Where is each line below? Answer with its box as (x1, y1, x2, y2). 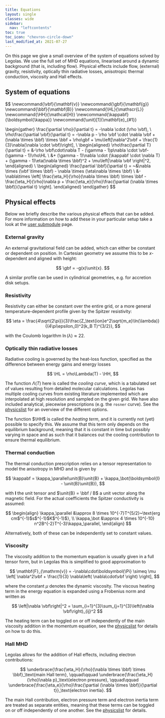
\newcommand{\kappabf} (76, 111, 129, 117)
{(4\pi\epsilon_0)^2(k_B (45, 323, 93, 329)
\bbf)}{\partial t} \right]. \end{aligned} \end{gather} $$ (5, 184, 116, 189)
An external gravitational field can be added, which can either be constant (5, 245, 155, 251)
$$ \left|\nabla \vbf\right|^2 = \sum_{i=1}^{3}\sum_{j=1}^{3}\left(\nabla (11, 603, 154, 609)
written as (5, 593, 26, 599)
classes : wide (5, 16, 34, 21)
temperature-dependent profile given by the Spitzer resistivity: (5, 308, 132, 314)
